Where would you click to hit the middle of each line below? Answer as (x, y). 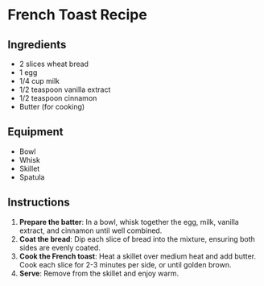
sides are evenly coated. (60, 247)
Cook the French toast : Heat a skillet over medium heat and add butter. (138, 256)
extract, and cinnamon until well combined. (91, 230)
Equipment (35, 132)
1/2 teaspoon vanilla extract (65, 89)
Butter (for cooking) (52, 107)
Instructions (39, 203)
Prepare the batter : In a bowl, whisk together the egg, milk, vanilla (129, 222)
